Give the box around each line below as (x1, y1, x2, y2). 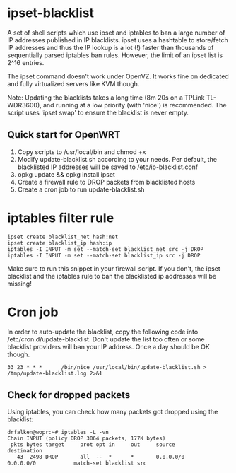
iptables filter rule (7, 210, 114, 226)
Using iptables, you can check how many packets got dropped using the (7, 408, 218, 416)
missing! (7, 279, 32, 288)
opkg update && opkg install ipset (17, 170, 115, 178)
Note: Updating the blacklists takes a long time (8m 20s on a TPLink (7, 93, 205, 102)
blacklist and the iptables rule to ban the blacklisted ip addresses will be (7, 271, 217, 280)
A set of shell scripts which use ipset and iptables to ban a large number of (7, 28, 225, 37)
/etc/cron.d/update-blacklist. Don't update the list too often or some (7, 334, 205, 344)
